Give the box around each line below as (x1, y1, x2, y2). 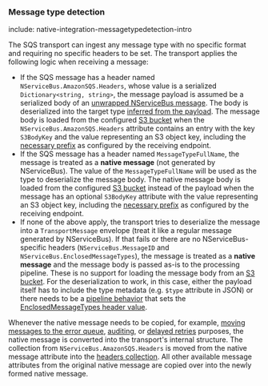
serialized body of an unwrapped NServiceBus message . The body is (19, 99, 249, 108)
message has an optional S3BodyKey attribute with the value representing (19, 191, 258, 202)
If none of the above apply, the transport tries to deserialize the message (19, 217, 261, 227)
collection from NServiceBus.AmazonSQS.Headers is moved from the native (8, 344, 248, 353)
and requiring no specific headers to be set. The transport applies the (8, 49, 238, 58)
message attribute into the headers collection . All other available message (8, 352, 252, 362)
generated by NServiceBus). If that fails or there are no (19, 235, 202, 244)
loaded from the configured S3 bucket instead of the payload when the (19, 183, 254, 193)
